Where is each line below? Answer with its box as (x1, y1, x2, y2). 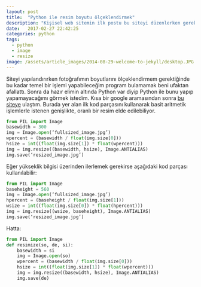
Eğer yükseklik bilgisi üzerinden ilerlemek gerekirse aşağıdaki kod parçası (6, 163, 188, 170)
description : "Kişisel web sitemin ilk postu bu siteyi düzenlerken (6, 20, 181, 26)
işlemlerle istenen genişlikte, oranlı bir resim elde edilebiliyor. (6, 107, 156, 114)
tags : (6, 36, 20, 42)
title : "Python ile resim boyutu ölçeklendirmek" (6, 14, 135, 20)
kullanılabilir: (6, 169, 37, 176)
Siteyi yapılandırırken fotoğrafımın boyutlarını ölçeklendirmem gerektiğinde (6, 75, 190, 83)
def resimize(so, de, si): (6, 242, 74, 248)
